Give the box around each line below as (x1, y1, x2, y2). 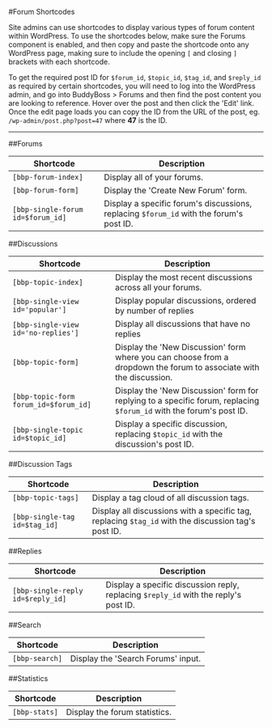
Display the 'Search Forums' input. (70, 653, 201, 664)
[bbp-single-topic (12, 425, 83, 434)
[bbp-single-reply (12, 586, 83, 595)
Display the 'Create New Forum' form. (104, 185, 248, 196)
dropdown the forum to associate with (114, 362, 260, 373)
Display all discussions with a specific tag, (91, 506, 253, 516)
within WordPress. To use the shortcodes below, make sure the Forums (8, 32, 246, 40)
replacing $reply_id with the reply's (105, 590, 241, 600)
